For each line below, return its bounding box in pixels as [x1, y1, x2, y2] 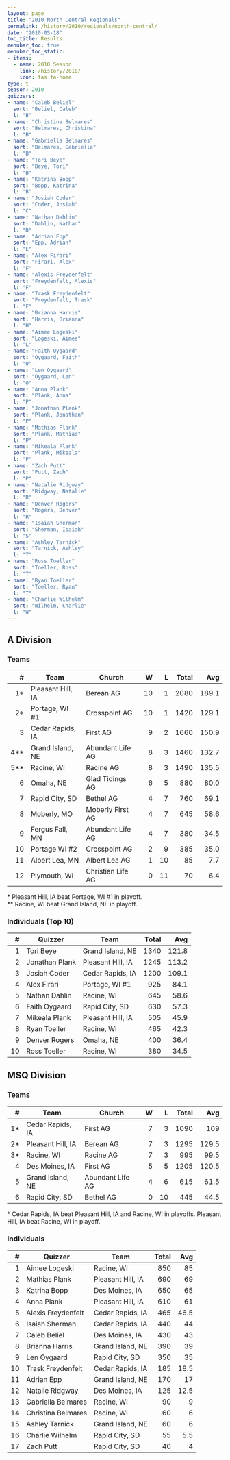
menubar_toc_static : [7, 49, 66, 55]
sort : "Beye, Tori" [13, 162, 69, 170]
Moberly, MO [30, 809, 73, 819]
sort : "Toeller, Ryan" [13, 583, 78, 590]
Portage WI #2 [30, 844, 77, 854]
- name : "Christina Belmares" [7, 118, 94, 125]
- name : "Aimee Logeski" [7, 328, 78, 336]
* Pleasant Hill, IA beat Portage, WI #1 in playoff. [7, 892, 142, 901]
